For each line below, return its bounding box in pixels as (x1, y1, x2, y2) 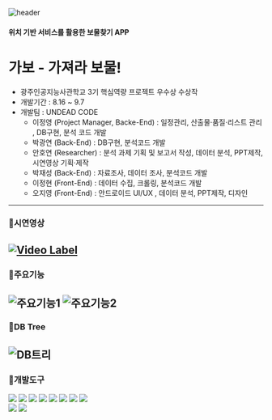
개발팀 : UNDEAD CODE (19, 107, 99, 117)
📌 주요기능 (8, 269, 45, 280)
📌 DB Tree (8, 321, 46, 333)
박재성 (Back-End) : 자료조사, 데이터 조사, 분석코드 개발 (32, 168, 208, 177)
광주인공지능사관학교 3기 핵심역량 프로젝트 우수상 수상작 (19, 87, 198, 96)
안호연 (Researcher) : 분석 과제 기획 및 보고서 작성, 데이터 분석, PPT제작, (32, 147, 263, 157)
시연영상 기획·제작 (32, 158, 89, 168)
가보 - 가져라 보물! (8, 58, 121, 77)
